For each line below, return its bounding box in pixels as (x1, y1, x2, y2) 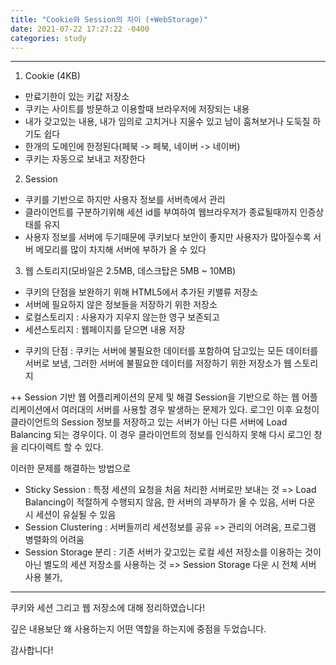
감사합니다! (10, 644, 54, 656)
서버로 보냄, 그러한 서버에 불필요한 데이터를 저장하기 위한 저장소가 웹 (24, 357, 292, 370)
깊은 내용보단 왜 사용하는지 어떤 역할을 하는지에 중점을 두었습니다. (10, 623, 267, 635)
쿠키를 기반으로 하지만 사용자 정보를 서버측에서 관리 (24, 194, 226, 206)
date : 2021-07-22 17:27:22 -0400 (10, 24, 150, 34)
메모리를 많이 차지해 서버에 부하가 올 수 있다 (35, 244, 207, 256)
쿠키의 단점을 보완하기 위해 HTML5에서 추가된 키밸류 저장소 (24, 286, 258, 298)
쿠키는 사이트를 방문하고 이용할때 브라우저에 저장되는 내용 (24, 103, 250, 115)
